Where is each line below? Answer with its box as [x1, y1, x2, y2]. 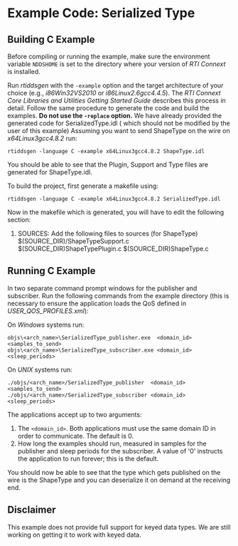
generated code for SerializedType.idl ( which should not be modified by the [7, 119, 231, 127]
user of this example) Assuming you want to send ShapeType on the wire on [7, 127, 231, 135]
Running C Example [7, 265, 96, 277]
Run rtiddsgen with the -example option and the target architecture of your [7, 81, 224, 90]
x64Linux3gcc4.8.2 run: [7, 134, 78, 142]
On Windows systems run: [7, 320, 85, 329]
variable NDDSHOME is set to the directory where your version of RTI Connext [7, 60, 226, 68]
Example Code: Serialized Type [7, 5, 195, 21]
